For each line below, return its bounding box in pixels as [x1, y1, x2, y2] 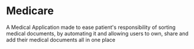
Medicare [6, 4, 54, 18]
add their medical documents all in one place [6, 36, 115, 43]
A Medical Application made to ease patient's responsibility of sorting [6, 24, 176, 31]
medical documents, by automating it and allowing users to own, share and [6, 30, 189, 37]
